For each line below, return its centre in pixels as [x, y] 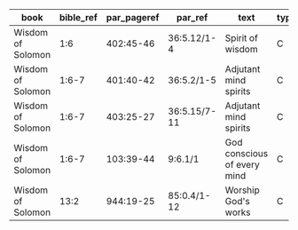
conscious [247, 153]
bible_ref [78, 17]
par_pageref [133, 17]
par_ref [192, 17]
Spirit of [242, 38]
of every [242, 165]
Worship [242, 190]
